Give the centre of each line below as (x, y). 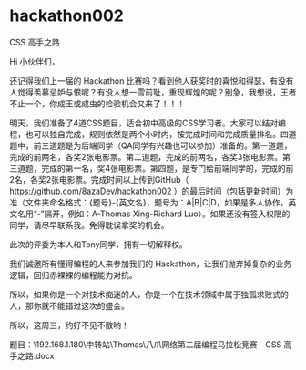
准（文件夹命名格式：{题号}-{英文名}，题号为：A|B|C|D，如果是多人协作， (149, 202)
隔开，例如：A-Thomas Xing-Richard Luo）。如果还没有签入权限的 (167, 214)
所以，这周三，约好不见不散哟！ (69, 325)
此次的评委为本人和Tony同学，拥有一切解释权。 (99, 244)
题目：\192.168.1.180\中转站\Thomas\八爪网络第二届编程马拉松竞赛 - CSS (146, 344)
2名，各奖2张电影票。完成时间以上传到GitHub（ (99, 179)
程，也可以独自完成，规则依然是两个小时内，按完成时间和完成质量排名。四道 (153, 134)
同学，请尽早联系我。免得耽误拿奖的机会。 (89, 225)
